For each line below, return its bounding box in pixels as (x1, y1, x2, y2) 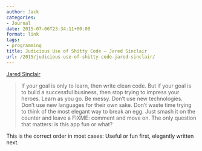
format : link (6, 31, 39, 37)
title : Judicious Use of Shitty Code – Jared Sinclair (6, 48, 148, 54)
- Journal (6, 20, 31, 26)
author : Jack (6, 8, 39, 15)
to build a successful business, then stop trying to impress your (21, 88, 180, 95)
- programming (6, 43, 42, 49)
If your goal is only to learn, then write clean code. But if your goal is (21, 82, 192, 89)
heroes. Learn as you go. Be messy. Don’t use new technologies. (21, 95, 183, 102)
